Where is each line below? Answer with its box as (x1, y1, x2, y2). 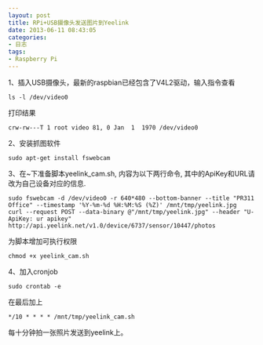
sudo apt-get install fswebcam (8, 154, 111, 162)
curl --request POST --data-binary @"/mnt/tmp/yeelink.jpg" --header (8, 208, 241, 216)
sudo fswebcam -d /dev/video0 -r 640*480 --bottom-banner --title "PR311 (8, 194, 255, 202)
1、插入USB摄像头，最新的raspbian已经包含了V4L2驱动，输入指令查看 (8, 78, 236, 87)
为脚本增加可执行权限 (8, 236, 77, 245)
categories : (8, 33, 47, 42)
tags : (8, 48, 26, 56)
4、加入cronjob (8, 267, 59, 276)
